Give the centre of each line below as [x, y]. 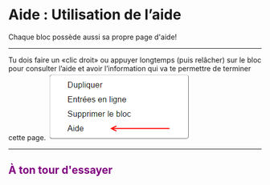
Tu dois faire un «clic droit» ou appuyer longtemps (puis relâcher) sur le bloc [135, 60]
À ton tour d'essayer [61, 170]
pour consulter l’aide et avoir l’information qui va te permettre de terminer [130, 68]
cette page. [27, 137]
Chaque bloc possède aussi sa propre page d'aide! [93, 37]
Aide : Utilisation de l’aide [95, 15]
